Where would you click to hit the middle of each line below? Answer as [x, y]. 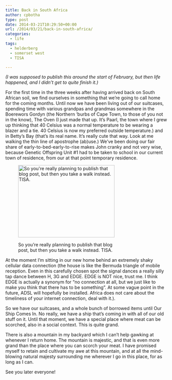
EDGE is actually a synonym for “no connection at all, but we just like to [81, 282]
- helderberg [24, 48]
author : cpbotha [23, 15]
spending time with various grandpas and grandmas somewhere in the [80, 109]
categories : [18, 34]
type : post [17, 20]
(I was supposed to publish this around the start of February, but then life [83, 77]
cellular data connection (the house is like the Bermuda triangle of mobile [83, 266]
